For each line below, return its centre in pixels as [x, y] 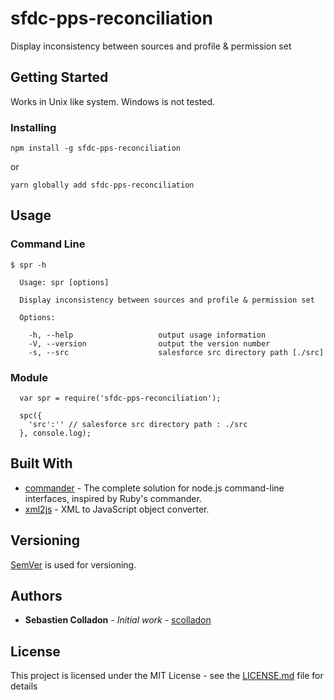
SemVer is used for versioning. [73, 564]
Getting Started [59, 77]
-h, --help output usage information [147, 335]
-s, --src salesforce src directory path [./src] [176, 352]
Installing [33, 127]
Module [29, 377]
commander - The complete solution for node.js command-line [154, 488]
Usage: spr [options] [64, 282]
